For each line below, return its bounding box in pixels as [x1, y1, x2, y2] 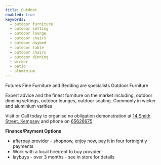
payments [12, 143, 34, 149]
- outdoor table [10, 45, 44, 50]
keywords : [5, 17, 26, 22]
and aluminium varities [5, 103, 52, 109]
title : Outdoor [5, 7, 37, 13]
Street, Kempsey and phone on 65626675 [5, 118, 93, 124]
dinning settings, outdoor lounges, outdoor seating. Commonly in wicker [5, 98, 156, 104]
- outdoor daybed [10, 40, 47, 46]
